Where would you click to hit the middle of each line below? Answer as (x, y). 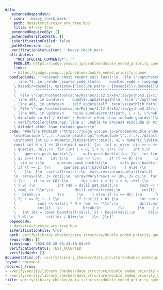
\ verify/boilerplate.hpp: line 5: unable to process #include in (82, 122)
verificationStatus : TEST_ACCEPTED (45, 249)
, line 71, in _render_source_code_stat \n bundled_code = (77, 81)
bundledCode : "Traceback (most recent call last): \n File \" (73, 77)
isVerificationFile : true (36, 230)
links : (20, 68)
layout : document (23, 262)
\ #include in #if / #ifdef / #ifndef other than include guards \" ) (84, 118)
